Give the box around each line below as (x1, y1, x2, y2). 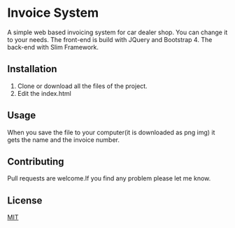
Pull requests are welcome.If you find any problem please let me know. (7, 174, 211, 183)
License (7, 194, 43, 206)
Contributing (7, 155, 64, 167)
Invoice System (7, 5, 99, 21)
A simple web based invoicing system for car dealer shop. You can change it (7, 28, 228, 36)
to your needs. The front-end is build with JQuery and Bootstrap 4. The (7, 35, 213, 43)
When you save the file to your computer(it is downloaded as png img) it (7, 128, 215, 136)
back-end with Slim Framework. (7, 43, 99, 51)
